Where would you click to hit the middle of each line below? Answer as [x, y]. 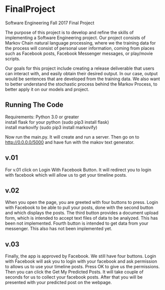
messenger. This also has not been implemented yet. [59, 229]
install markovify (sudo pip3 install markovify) [51, 127]
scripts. [13, 58]
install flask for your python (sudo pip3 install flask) [57, 122]
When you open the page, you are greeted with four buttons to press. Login [82, 202]
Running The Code [34, 105]
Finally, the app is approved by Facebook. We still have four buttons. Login [81, 256]
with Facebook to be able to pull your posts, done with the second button [79, 208]
